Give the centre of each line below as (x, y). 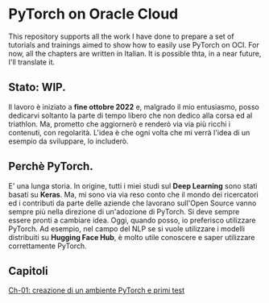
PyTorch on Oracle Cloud (93, 14)
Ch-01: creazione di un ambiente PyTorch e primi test (97, 290)
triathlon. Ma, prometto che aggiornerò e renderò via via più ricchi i (120, 124)
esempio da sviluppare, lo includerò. (68, 141)
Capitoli (28, 271)
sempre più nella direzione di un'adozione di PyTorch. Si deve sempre (124, 211)
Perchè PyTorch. (51, 166)
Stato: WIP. (37, 87)
